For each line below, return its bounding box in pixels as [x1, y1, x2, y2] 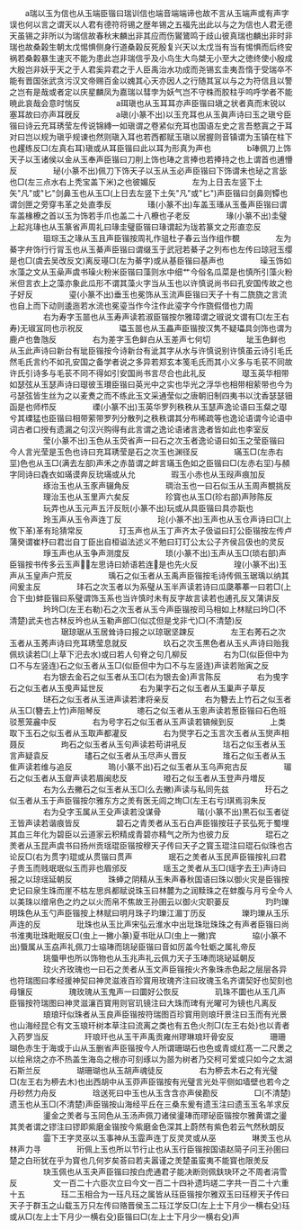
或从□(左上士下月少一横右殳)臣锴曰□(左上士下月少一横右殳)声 [9, 1211, 241, 1222]
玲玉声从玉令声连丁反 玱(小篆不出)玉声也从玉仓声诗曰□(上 [42, 514, 292, 525]
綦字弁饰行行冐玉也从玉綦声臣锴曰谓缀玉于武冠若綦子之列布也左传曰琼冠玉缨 [9, 244, 293, 255]
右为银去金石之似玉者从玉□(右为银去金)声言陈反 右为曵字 [42, 671, 289, 682]
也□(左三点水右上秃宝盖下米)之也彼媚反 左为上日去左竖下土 [9, 176, 263, 187]
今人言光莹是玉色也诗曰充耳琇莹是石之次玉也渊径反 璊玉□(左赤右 [9, 446, 284, 457]
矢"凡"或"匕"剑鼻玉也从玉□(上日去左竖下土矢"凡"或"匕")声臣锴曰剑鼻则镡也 [9, 188, 289, 198]
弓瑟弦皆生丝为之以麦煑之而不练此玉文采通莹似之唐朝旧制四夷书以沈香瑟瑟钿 [9, 391, 293, 400]
